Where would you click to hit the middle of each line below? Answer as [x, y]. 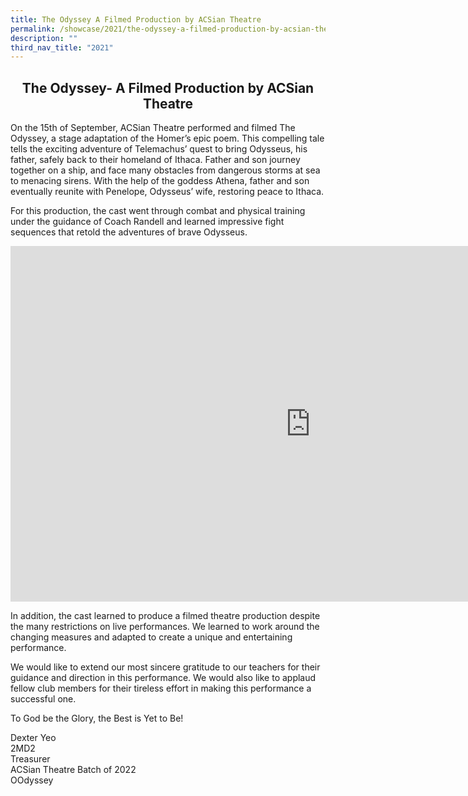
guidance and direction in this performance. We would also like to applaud [163, 678]
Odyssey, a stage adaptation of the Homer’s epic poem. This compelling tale [167, 138]
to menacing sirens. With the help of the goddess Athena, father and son [160, 181]
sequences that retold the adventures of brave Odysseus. [129, 232]
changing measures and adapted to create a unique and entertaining [151, 637]
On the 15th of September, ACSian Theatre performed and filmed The [153, 128]
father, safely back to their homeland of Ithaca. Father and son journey [155, 160]
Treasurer [30, 759]
